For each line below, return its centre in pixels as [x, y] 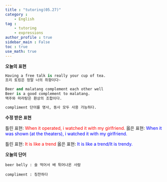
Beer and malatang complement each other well [54, 89]
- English [24, 19]
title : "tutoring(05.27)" [33, 10]
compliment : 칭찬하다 [27, 175]
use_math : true [21, 51]
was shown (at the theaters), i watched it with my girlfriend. [66, 134]
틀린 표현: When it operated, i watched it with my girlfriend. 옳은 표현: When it [83, 128]
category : [16, 14]
